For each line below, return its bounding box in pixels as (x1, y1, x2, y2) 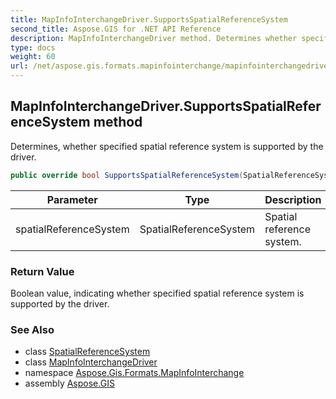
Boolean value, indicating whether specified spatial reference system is (10, 287, 305, 299)
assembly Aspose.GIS (24, 377, 115, 390)
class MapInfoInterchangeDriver (24, 356, 158, 368)
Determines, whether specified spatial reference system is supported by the (10, 140, 324, 152)
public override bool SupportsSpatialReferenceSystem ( (10, 170, 244, 180)
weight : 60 (10, 52, 56, 62)
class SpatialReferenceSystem (24, 346, 151, 358)
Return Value (10, 264, 75, 278)
